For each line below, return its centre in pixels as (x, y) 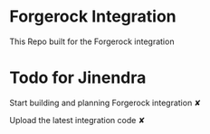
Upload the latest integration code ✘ (77, 120)
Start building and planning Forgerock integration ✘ (105, 103)
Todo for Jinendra (78, 78)
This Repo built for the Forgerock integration (92, 41)
